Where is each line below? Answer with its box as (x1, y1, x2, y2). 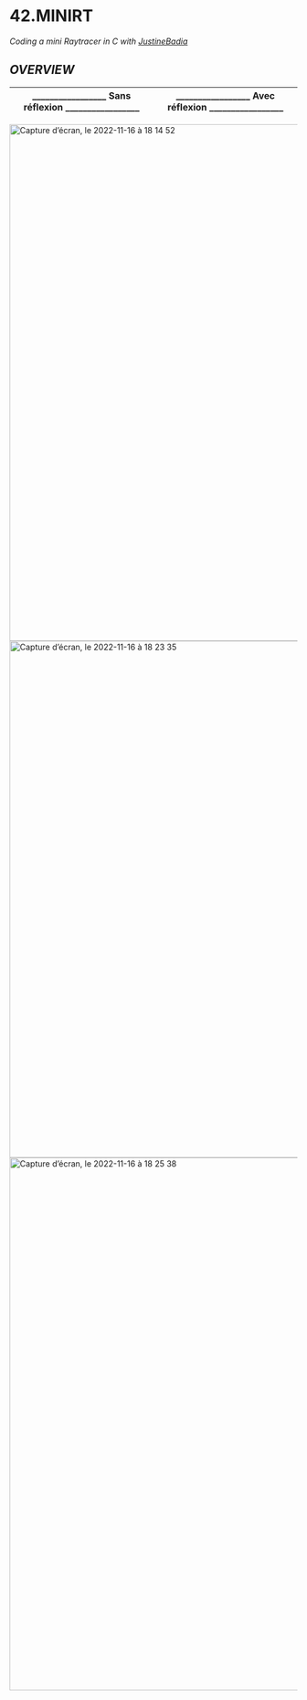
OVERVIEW (9, 62, 75, 78)
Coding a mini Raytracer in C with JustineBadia (9, 36, 188, 47)
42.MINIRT (9, 5, 94, 26)
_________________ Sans (31, 89, 132, 101)
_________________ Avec (175, 89, 276, 101)
